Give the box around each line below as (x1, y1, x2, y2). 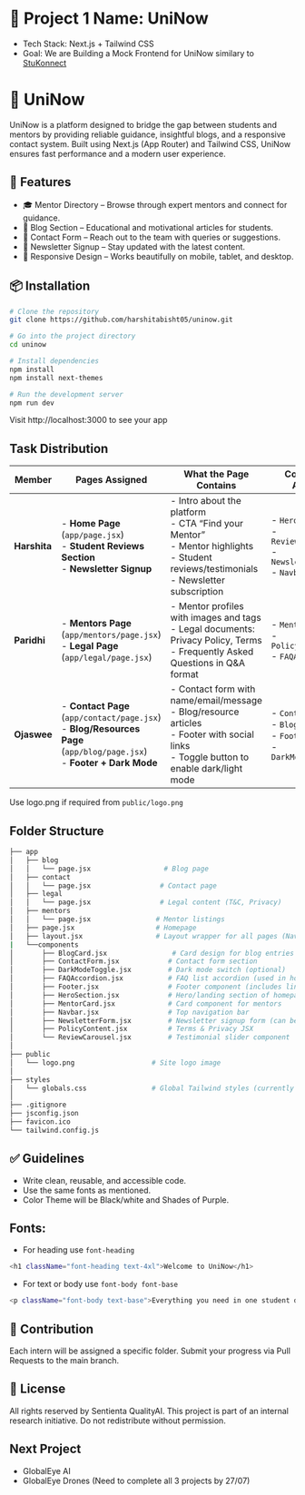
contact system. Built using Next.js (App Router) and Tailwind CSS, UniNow (9, 138, 291, 149)
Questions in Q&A (170, 657, 246, 670)
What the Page (183, 467, 250, 480)
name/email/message (170, 694, 263, 707)
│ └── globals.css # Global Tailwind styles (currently (9, 1084, 295, 1093)
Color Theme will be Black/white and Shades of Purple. (22, 1194, 230, 1205)
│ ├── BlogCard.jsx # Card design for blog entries (9, 949, 295, 958)
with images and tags (170, 612, 261, 625)
